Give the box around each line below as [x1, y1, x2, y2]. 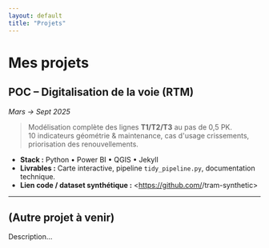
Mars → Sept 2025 [8, 106, 70, 116]
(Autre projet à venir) [8, 210, 115, 224]
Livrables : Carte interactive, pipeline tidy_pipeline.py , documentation [19, 163, 255, 173]
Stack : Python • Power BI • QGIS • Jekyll [19, 154, 159, 164]
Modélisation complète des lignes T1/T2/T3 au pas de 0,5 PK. [27, 122, 233, 132]
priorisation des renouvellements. [27, 139, 139, 149]
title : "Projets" [8, 19, 66, 27]
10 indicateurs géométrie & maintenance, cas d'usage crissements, [27, 130, 250, 140]
